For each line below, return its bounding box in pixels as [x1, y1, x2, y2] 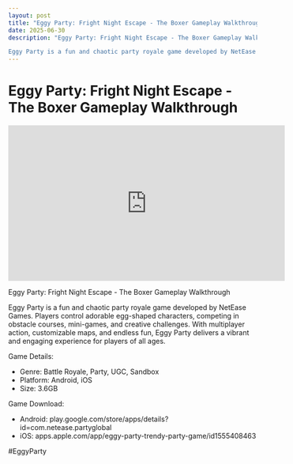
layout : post [8, 11, 51, 20]
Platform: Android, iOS [19, 375, 93, 385]
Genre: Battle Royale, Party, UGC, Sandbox [19, 367, 160, 376]
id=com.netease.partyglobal [19, 423, 112, 432]
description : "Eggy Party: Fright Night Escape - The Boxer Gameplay [8, 33, 242, 42]
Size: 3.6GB [19, 384, 58, 394]
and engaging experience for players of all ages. [8, 337, 166, 346]
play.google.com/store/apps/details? [49, 414, 169, 424]
